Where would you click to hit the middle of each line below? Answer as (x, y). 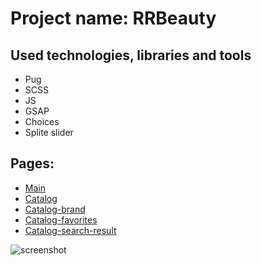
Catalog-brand (55, 209)
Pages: (32, 163)
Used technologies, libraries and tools (131, 55)
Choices (42, 121)
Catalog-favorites (61, 219)
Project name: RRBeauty (113, 18)
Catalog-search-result (70, 230)
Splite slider (49, 132)
